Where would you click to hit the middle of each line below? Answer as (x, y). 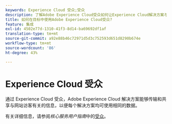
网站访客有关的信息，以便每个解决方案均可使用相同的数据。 (77, 106)
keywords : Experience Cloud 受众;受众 (45, 10)
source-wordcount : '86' (31, 48)
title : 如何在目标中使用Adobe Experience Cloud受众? (59, 19)
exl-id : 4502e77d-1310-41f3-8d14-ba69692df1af (56, 29)
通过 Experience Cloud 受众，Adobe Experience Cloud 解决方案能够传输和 (84, 99)
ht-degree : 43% (21, 53)
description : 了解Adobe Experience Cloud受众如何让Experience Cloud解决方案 (85, 15)
